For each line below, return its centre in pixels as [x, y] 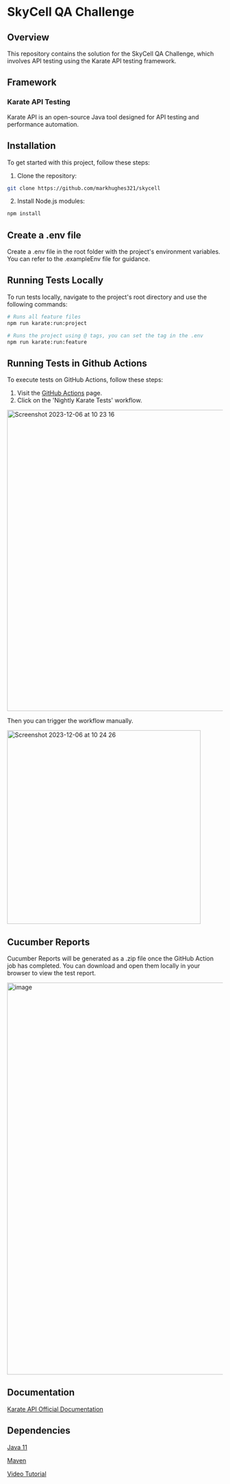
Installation [31, 146]
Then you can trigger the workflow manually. [70, 721]
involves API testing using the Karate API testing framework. [92, 61]
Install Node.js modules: [51, 201]
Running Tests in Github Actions [77, 363]
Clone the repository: [47, 175]
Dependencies [39, 1431]
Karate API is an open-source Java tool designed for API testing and [103, 117]
